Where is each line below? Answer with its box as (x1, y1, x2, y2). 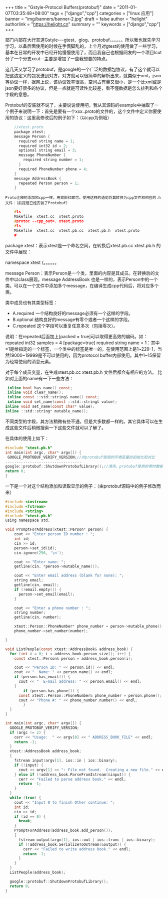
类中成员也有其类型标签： (5, 300, 58, 306)
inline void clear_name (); (7, 390, 64, 395)
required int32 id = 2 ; (18, 143, 68, 148)
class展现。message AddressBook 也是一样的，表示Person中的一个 (18, 276, 158, 282)
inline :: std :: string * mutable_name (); (5, 408, 88, 413)
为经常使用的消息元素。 (5, 358, 53, 364)
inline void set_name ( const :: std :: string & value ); (7, 399, 117, 404)
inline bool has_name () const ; (7, 385, 72, 390)
